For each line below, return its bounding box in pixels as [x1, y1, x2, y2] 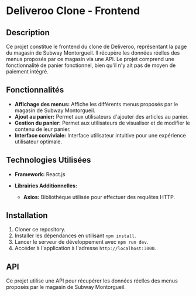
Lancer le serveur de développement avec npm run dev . [14, 238, 149, 245]
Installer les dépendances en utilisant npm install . [14, 232, 136, 239]
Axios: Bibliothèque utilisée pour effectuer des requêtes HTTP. [23, 193, 176, 200]
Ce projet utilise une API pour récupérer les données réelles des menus [6, 277, 178, 284]
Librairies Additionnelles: [14, 182, 78, 189]
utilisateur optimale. [14, 138, 63, 145]
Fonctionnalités [6, 85, 64, 95]
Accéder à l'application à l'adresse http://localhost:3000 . [14, 245, 156, 252]
